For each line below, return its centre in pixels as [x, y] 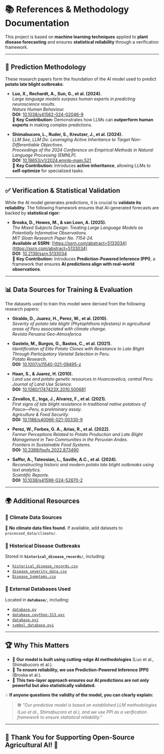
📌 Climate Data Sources [33, 517]
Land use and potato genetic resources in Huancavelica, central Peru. [83, 379]
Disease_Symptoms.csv [34, 577]
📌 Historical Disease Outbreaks [43, 546]
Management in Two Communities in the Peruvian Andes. [70, 440]
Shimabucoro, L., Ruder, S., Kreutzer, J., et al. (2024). [67, 134]
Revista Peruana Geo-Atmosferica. [47, 334]
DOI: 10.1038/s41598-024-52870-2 [47, 480]
